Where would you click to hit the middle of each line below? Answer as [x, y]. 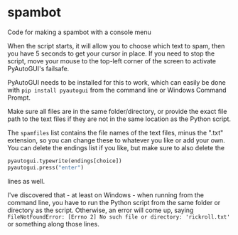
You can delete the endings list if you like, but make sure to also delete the [116, 147]
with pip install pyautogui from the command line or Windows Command [117, 90]
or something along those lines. [53, 224]
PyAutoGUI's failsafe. [38, 68]
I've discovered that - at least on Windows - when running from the [106, 195]
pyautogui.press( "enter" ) [45, 167]
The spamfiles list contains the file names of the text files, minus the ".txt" [115, 132]
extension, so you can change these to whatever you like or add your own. [116, 140]
